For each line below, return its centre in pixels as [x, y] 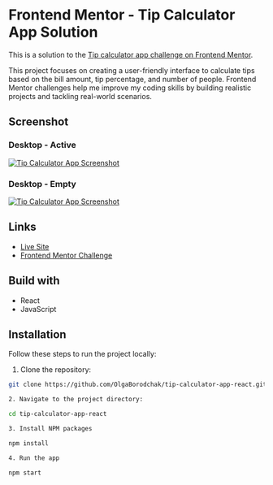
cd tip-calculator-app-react [58, 414]
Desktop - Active [42, 145]
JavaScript [38, 309]
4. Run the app [34, 458]
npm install [28, 443]
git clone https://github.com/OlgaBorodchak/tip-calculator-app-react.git [138, 385]
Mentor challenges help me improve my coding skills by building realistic [130, 88]
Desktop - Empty [43, 184]
